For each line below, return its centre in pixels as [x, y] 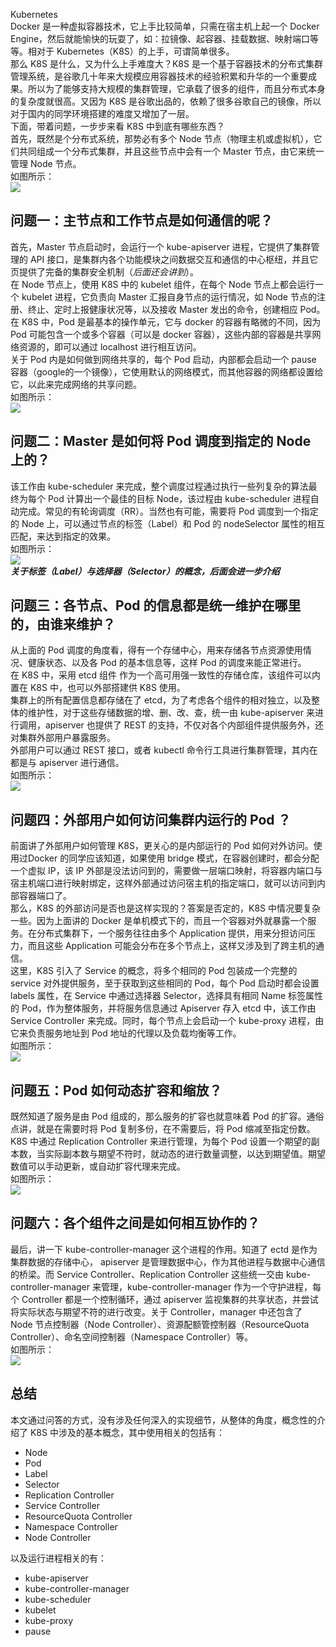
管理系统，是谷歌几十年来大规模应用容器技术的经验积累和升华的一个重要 [159, 76]
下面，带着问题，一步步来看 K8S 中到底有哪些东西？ [117, 126]
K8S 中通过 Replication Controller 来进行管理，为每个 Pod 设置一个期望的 [161, 1141]
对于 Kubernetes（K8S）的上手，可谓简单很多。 [135, 51]
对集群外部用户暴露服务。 [63, 738]
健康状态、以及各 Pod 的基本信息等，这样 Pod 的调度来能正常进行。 [167, 663]
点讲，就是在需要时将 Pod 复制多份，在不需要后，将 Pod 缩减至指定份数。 [163, 1129]
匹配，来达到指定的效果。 [63, 536]
